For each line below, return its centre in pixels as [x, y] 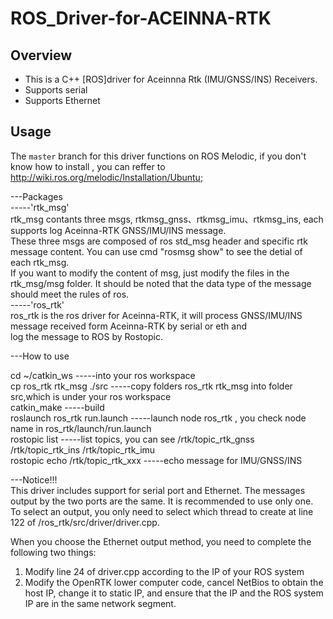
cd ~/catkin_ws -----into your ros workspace [103, 375]
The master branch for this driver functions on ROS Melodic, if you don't [158, 156]
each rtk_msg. [40, 262]
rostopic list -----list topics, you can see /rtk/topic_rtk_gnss [132, 439]
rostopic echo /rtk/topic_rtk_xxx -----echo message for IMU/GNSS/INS [156, 460]
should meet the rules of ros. [70, 294]
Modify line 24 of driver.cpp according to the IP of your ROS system [164, 571]
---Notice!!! [34, 479]
